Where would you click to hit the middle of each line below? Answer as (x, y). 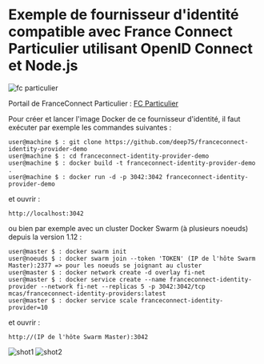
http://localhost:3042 (46, 214)
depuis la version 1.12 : (45, 237)
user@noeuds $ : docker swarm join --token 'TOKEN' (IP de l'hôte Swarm (132, 258)
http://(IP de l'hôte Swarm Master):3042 (78, 337)
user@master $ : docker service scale (73, 300)
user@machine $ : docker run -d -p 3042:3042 (85, 177)
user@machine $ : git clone (55, 142)
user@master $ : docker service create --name (87, 279)
